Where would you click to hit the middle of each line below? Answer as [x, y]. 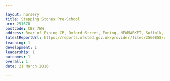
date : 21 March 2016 [27, 66]
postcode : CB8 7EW [25, 28]
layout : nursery [22, 14]
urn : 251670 [18, 24]
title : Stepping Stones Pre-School [43, 19]
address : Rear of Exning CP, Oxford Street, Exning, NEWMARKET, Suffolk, [85, 33]
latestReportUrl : [24, 38]
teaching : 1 [18, 43]
